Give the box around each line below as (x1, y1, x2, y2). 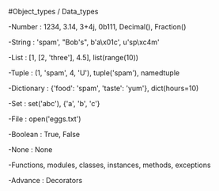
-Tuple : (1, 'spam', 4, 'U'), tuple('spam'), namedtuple (8, 68, 180, 78)
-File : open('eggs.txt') (8, 114, 81, 124)
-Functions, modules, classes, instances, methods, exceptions (8, 160, 211, 170)
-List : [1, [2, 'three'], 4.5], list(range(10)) (8, 53, 139, 62)
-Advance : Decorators (8, 176, 83, 185)
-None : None (8, 145, 53, 154)
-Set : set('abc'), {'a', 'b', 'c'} (8, 99, 100, 108)
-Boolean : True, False (8, 130, 81, 139)
